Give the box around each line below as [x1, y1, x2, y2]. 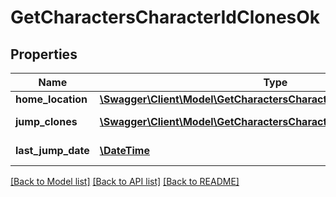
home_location [15, 92, 88, 106]
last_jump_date [15, 144, 90, 157]
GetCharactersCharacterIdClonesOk [10, 6, 321, 29]
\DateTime [99, 144, 150, 157]
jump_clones [15, 115, 78, 128]
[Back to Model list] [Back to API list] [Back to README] [10, 176, 240, 187]
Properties [10, 46, 78, 63]
